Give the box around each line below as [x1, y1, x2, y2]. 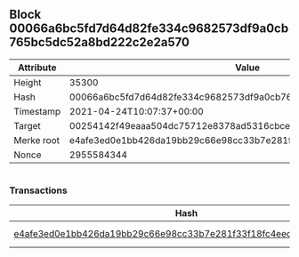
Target [13, 119, 42, 132]
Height [13, 76, 42, 88]
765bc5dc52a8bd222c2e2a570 [9, 35, 190, 50]
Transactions [9, 184, 69, 197]
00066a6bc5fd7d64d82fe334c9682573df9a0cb [9, 21, 289, 36]
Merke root [13, 133, 61, 146]
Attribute [17, 61, 57, 74]
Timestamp [13, 105, 61, 117]
